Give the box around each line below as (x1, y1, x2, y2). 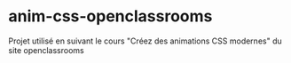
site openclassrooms (8, 44, 85, 55)
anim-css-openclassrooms (8, 6, 213, 27)
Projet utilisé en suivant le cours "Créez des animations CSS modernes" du (8, 35, 282, 46)
